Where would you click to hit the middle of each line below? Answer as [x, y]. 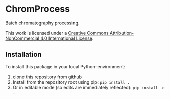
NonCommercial [22, 38]
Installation [23, 54]
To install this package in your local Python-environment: [65, 66]
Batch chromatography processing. [42, 23]
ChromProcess [38, 9]
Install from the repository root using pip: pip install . [71, 82]
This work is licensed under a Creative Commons [57, 33]
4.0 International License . [67, 38]
